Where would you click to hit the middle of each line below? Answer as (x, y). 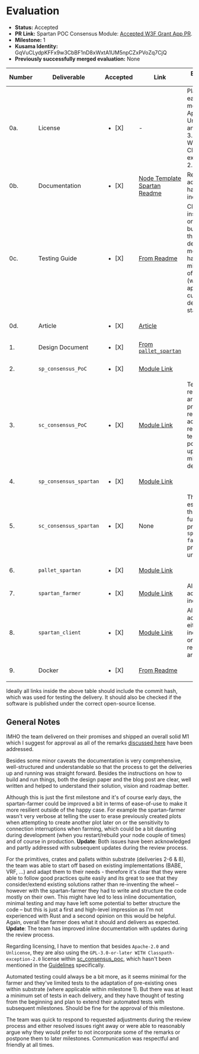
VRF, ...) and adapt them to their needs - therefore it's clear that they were (97, 871)
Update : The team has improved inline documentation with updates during (97, 928)
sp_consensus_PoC (62, 368)
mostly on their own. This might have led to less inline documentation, (91, 897)
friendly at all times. (30, 1045)
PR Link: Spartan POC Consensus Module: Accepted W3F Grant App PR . (103, 33)
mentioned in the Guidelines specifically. (56, 965)
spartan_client (60, 632)
